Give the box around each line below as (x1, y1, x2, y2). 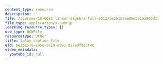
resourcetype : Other (5, 34, 47, 39)
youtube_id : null (9, 51, 45, 57)
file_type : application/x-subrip (5, 20, 73, 26)
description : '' (5, 12, 38, 16)
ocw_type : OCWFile (5, 29, 42, 34)
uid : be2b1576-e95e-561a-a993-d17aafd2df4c (5, 43, 95, 48)
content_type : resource (5, 7, 53, 12)
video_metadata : (5, 47, 38, 52)
